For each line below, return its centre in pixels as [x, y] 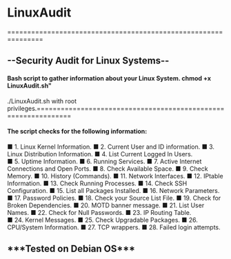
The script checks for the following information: [77, 132]
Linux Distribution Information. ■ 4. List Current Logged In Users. [100, 154]
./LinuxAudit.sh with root [42, 101]
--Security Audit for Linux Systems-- [88, 61]
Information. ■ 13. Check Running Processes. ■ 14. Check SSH [97, 183]
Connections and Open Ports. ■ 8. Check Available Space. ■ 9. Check [108, 168]
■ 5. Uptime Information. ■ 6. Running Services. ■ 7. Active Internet [104, 161]
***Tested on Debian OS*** [71, 249]
